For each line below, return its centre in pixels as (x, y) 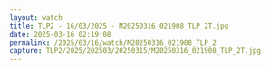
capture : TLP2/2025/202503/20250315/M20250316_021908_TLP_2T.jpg (135, 51)
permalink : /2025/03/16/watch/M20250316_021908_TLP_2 (113, 43)
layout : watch (36, 17)
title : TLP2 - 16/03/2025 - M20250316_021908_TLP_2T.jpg (119, 26)
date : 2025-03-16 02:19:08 (60, 34)
